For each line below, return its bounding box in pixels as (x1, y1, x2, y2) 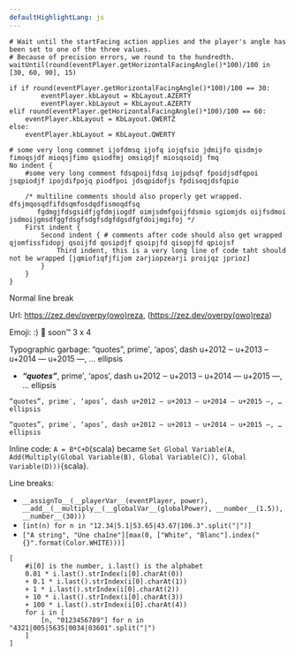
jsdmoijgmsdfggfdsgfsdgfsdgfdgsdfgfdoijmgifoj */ (9, 215, 196, 224)
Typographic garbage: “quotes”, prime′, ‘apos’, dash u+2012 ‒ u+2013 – (9, 344, 269, 355)
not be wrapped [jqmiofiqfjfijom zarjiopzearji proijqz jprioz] (9, 254, 251, 263)
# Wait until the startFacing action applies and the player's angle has (9, 37, 287, 46)
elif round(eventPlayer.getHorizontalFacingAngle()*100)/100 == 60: (9, 107, 267, 116)
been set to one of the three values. (9, 45, 152, 54)
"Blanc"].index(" (195, 530, 261, 539)
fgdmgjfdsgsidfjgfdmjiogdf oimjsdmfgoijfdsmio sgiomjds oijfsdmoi (36, 207, 287, 217)
